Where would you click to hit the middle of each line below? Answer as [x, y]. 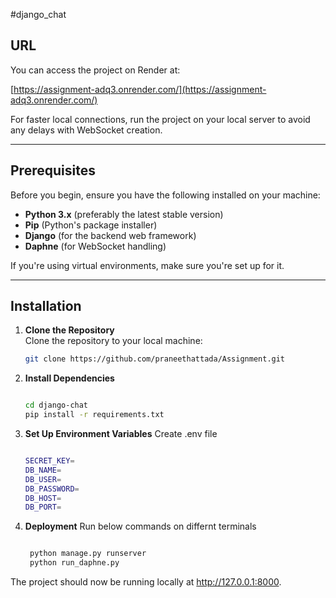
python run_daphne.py [74, 563]
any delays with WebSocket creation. [86, 130]
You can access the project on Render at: [95, 70]
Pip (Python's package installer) [91, 225]
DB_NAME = [43, 470]
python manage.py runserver [88, 554]
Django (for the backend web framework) [110, 235]
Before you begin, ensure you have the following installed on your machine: [165, 195]
